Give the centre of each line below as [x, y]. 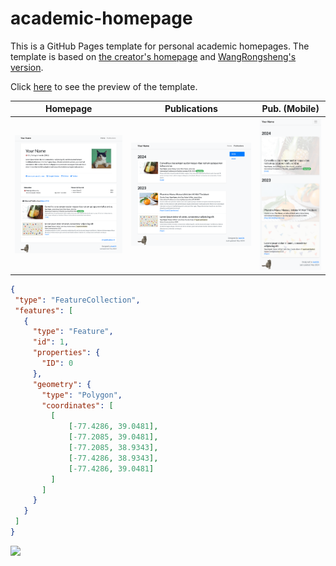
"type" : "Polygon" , [82, 395]
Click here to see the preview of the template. [104, 86]
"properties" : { [66, 353]
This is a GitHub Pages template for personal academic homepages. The [160, 46]
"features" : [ [44, 310]
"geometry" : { [62, 384]
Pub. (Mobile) [290, 109]
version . [27, 67]
